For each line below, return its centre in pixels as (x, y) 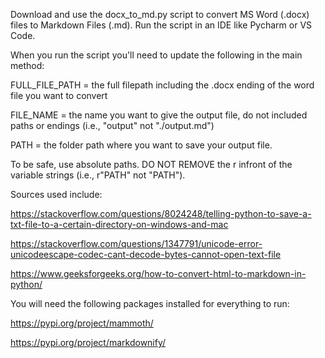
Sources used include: (56, 194)
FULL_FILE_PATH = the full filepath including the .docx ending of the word (162, 85)
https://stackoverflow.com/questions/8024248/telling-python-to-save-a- (161, 213)
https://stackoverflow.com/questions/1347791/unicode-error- (136, 243)
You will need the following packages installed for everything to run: (150, 303)
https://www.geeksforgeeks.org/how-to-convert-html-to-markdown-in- (158, 273)
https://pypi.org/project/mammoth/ (82, 323)
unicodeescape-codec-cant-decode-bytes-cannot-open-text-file (146, 254)
